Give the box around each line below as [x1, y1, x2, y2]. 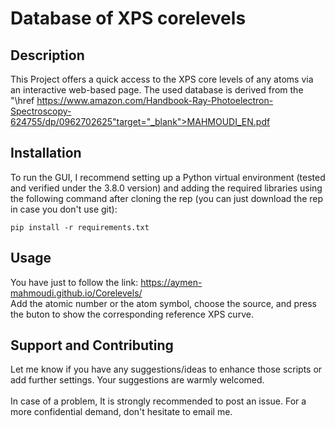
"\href [10, 95, 35, 106]
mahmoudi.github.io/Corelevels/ [10, 287, 143, 299]
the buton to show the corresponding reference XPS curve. [10, 308, 254, 320]
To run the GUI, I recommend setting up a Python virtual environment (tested [10, 171, 326, 183]
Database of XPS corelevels [10, 7, 247, 30]
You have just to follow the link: [10, 276, 139, 288]
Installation [10, 145, 82, 162]
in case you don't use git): [10, 203, 118, 215]
